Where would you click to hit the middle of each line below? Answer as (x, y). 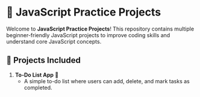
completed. (38, 87)
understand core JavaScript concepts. (54, 41)
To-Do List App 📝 (37, 75)
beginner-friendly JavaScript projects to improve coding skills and (88, 35)
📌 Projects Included (44, 60)
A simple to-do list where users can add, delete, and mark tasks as (107, 81)
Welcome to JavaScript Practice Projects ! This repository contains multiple (100, 29)
